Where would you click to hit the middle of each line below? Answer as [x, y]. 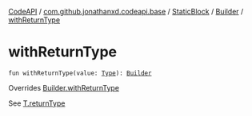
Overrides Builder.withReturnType [64, 87]
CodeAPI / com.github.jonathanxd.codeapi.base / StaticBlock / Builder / [126, 12]
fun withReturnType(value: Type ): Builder [80, 73]
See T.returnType [37, 103]
